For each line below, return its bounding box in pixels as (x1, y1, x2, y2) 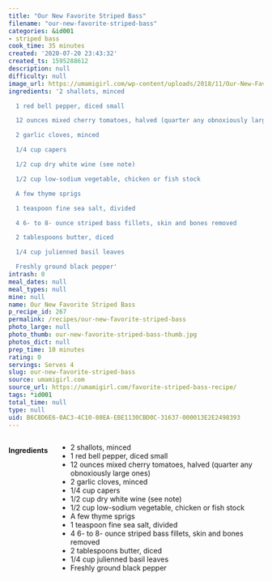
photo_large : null (8, 323, 70, 331)
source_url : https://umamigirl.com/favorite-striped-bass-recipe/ (8, 383, 237, 391)
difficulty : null (8, 72, 67, 80)
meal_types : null (8, 285, 67, 293)
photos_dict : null (8, 338, 70, 346)
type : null (8, 406, 45, 414)
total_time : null (8, 398, 67, 406)
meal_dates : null (8, 277, 67, 286)
